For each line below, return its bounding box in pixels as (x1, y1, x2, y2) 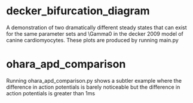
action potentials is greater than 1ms (6, 89, 96, 96)
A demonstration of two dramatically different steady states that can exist (6, 24, 187, 31)
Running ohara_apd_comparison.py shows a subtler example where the (6, 77, 182, 84)
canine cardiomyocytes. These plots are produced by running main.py (6, 36, 179, 43)
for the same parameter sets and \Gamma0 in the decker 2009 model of (6, 30, 184, 37)
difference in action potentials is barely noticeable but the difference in (6, 83, 180, 90)
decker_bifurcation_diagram (6, 4, 151, 18)
